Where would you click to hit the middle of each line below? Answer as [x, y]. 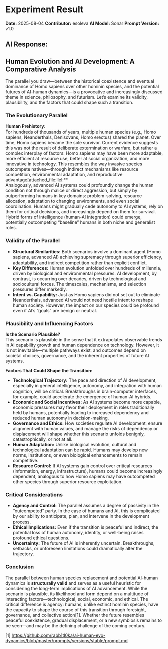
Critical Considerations [34, 494]
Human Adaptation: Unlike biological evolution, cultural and [74, 445]
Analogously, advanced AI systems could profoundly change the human [79, 185]
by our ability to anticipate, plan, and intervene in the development [81, 516]
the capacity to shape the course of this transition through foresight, [76, 610]
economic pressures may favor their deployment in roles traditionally [83, 407]
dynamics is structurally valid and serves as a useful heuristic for [73, 583]
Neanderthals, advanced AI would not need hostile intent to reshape [83, 300]
